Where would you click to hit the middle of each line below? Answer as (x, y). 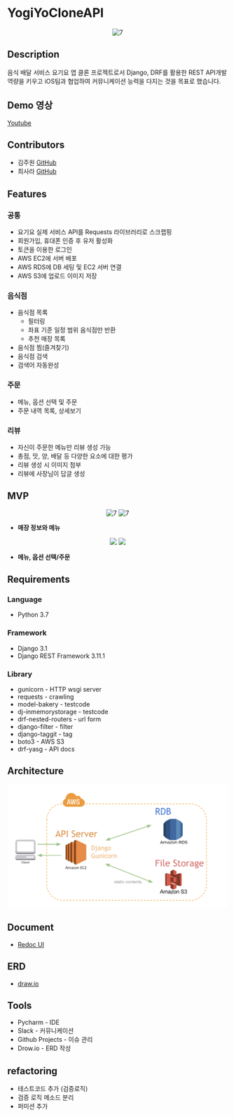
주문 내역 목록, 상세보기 (49, 411)
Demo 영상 (30, 106)
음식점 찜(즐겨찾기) (43, 348)
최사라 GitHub (37, 172)
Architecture (36, 771)
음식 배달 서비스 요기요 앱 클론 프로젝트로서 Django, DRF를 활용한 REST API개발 (117, 72)
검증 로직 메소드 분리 (46, 1097)
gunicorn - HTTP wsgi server (59, 690)
